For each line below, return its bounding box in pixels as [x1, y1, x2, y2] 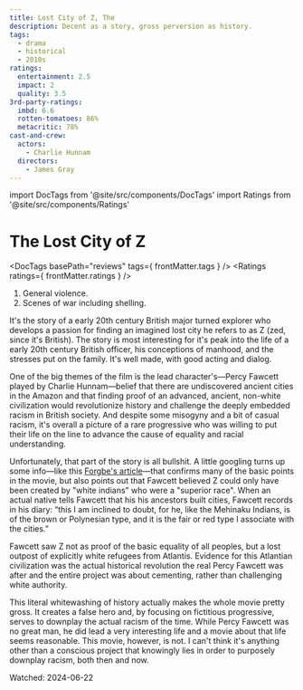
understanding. [9, 438, 66, 449]
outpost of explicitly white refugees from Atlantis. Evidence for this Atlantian [9, 551, 293, 561]
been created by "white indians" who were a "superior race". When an [9, 485, 271, 496]
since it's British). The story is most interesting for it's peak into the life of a [9, 334, 289, 345]
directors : [17, 156, 59, 166]
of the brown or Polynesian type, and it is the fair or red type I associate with [9, 513, 295, 525]
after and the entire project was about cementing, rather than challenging [9, 570, 282, 580]
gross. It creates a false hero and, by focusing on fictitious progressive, [9, 607, 275, 618]
